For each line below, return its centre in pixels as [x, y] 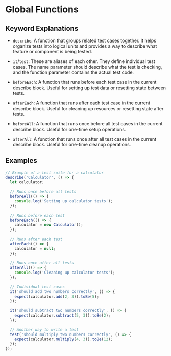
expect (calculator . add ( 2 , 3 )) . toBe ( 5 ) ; [57, 296]
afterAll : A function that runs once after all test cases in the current [84, 139]
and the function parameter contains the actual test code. [73, 72]
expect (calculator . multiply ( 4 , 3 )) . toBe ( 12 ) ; [64, 339]
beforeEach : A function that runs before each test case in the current [84, 82]
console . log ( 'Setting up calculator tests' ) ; [64, 201]
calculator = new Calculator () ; [49, 225]
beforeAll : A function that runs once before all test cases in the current [88, 124]
